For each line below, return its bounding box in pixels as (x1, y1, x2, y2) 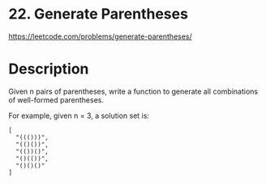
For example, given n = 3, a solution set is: (8, 111, 150, 120)
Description (8, 60, 89, 78)
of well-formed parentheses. (8, 94, 104, 105)
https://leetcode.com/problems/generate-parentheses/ (8, 31, 192, 41)
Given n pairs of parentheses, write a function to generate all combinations (8, 86, 258, 96)
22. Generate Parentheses (8, 5, 189, 23)
